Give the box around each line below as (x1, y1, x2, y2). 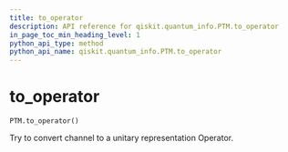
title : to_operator (9, 13, 84, 23)
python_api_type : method (9, 38, 104, 48)
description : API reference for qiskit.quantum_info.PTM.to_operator (9, 22, 280, 31)
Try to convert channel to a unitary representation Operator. (9, 133, 234, 144)
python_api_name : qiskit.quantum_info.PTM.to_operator (9, 47, 222, 56)
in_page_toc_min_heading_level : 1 (9, 30, 141, 39)
